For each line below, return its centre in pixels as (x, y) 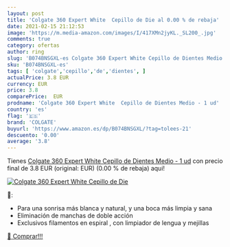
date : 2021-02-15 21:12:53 (46, 26)
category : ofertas (33, 45)
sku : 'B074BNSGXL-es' (38, 65)
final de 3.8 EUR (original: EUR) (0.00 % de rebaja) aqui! (86, 169)
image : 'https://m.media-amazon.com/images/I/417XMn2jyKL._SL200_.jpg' (112, 33)
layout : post (26, 13)
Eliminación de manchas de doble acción (75, 216)
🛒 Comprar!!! (25, 236)
